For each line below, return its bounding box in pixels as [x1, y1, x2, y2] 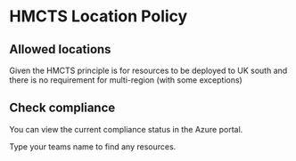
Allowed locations [9, 42, 111, 57]
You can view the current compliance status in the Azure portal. [9, 124, 243, 134]
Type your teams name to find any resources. [9, 141, 177, 152]
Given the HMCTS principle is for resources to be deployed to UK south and [9, 65, 288, 76]
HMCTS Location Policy [9, 6, 188, 27]
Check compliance [9, 101, 116, 116]
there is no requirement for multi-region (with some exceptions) [9, 75, 243, 85]
